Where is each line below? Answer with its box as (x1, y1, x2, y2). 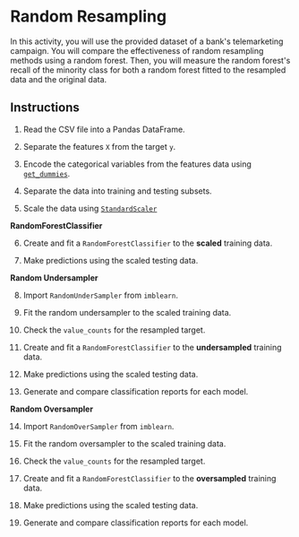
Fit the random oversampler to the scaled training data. (22, 437, 226, 449)
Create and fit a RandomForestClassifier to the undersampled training (22, 342, 282, 352)
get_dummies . (22, 168, 71, 178)
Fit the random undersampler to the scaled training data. (22, 307, 232, 317)
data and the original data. (10, 74, 107, 84)
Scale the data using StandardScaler (22, 203, 158, 213)
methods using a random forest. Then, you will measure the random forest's (10, 55, 291, 65)
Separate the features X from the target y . (22, 141, 176, 152)
